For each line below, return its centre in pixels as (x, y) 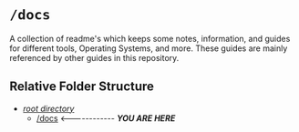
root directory (48, 108)
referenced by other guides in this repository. (94, 57)
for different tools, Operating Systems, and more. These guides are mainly (149, 48)
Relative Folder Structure (82, 87)
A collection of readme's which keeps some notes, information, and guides (150, 38)
